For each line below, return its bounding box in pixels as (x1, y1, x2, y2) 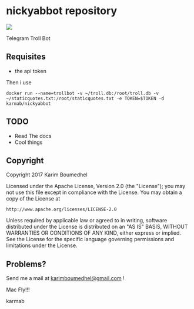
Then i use (6, 78, 32, 86)
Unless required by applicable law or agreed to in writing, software (6, 217, 168, 224)
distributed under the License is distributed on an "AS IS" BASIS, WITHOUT (6, 223, 188, 231)
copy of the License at (6, 195, 61, 202)
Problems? (6, 259, 46, 269)
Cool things (14, 139, 43, 146)
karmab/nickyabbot (6, 100, 51, 107)
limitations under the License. (6, 242, 78, 249)
